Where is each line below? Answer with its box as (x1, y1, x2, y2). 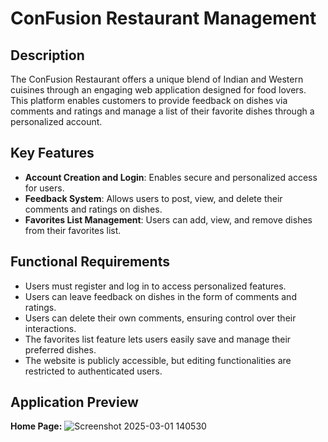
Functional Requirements (10, 253, 170, 271)
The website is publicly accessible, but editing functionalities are (24, 354, 292, 366)
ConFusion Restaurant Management (10, 7, 317, 30)
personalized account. (10, 116, 103, 127)
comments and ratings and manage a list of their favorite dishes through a (10, 105, 315, 117)
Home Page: (10, 420, 63, 432)
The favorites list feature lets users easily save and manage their (24, 333, 292, 345)
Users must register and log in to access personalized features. (24, 280, 287, 292)
